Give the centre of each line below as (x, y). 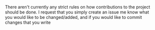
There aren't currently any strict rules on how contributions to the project (78, 7)
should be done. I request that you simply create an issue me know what (77, 12)
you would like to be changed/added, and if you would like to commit (74, 17)
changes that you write (28, 22)
